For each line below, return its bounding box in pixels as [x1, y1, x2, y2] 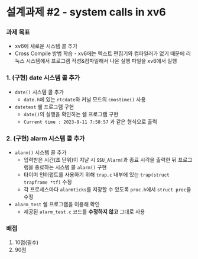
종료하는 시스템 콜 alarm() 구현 [34, 164, 107, 171]
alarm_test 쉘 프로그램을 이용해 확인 [14, 201, 100, 208]
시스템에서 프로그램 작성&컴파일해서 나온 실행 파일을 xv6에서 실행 [25, 57, 177, 65]
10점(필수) [14, 239, 39, 246]
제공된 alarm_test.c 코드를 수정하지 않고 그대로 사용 [23, 208, 145, 215]
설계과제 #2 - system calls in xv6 [6, 5, 167, 19]
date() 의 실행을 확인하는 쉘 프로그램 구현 [23, 110, 119, 117]
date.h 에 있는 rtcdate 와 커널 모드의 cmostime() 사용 [23, 95, 146, 103]
